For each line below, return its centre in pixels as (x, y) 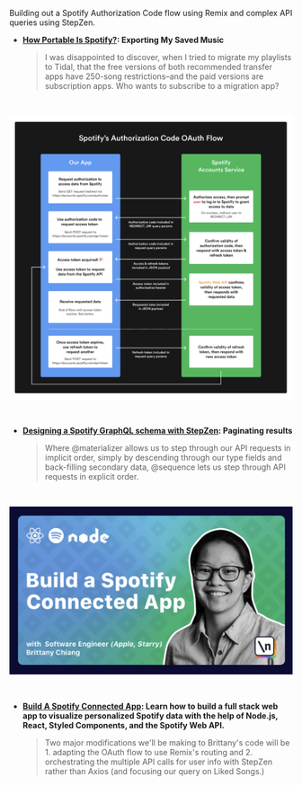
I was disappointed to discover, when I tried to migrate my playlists (168, 57)
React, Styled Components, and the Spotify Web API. (123, 726)
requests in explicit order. (92, 477)
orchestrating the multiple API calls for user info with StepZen (159, 762)
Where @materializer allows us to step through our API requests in (168, 448)
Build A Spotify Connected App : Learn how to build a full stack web (150, 706)
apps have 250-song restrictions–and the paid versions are (154, 76)
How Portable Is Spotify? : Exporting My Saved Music (123, 40)
